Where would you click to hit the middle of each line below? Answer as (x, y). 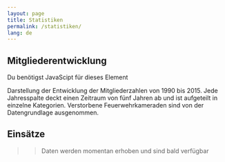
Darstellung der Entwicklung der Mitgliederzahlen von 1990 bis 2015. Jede (113, 91)
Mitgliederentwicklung (57, 60)
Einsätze (26, 134)
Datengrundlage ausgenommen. (53, 113)
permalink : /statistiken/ (44, 26)
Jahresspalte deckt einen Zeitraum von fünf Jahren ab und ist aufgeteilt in (112, 98)
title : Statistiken (35, 20)
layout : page (26, 13)
